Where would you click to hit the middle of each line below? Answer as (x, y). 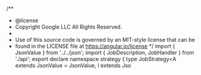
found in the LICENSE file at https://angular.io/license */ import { (95, 46)
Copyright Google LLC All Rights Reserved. (68, 27)
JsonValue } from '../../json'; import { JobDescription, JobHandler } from (104, 53)
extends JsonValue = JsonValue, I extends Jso (73, 65)
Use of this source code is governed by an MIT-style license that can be (105, 40)
